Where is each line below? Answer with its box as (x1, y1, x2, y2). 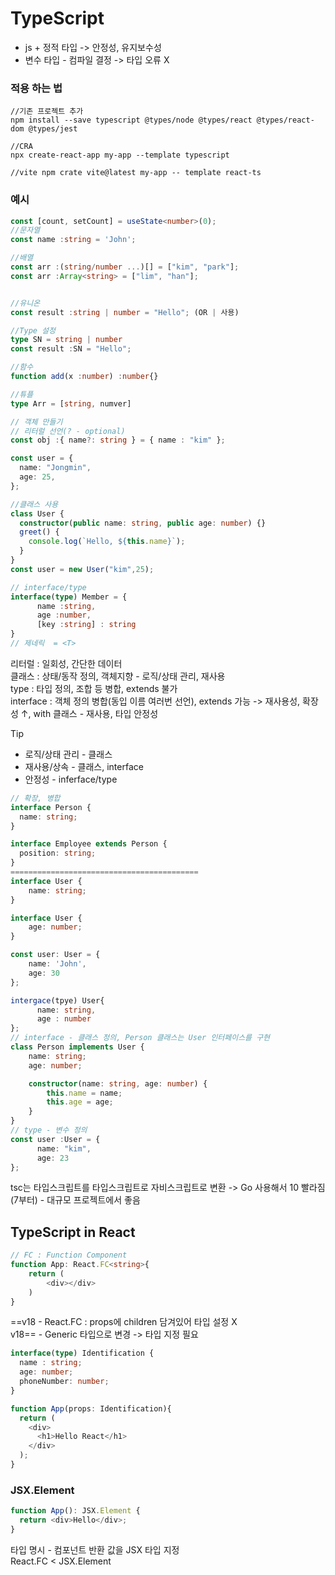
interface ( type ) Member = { (10, 592, 128, 602)
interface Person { (10, 802, 92, 812)
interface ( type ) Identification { (10, 1348, 155, 1359)
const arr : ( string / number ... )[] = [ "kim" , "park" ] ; (10, 262, 240, 272)
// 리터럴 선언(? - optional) (10, 426, 126, 436)
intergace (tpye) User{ (10, 995, 105, 1006)
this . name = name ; (46, 1088, 123, 1098)
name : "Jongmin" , (19, 463, 92, 473)
